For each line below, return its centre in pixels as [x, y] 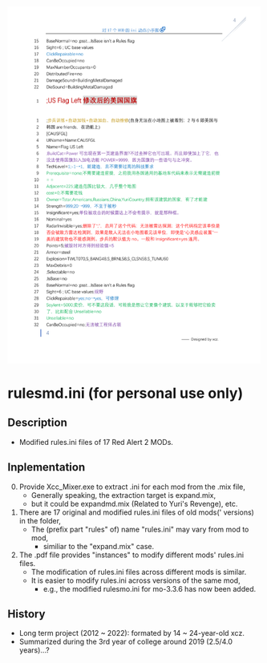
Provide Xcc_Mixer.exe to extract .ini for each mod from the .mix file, [132, 487]
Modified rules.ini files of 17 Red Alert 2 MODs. [96, 442]
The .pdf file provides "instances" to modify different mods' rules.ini [131, 555]
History [26, 614]
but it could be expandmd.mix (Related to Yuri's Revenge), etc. [134, 503]
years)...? [34, 650]
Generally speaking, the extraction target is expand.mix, [123, 495]
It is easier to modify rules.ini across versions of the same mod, [136, 580]
